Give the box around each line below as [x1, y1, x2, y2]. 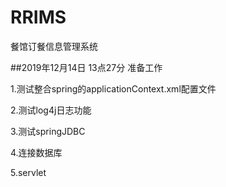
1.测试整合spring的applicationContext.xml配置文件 [10, 82, 217, 95]
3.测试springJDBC [10, 125, 86, 137]
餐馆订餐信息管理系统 [10, 40, 98, 52]
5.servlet [10, 166, 47, 178]
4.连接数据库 [10, 146, 63, 158]
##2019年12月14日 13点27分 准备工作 [10, 61, 163, 73]
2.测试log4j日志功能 [10, 104, 92, 116]
